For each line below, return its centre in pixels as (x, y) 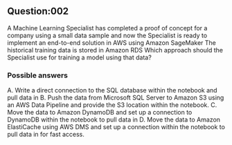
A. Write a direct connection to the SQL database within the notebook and (112, 90)
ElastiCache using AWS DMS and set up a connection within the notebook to (116, 127)
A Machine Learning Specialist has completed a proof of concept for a (107, 28)
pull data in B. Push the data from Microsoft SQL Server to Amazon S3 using (116, 98)
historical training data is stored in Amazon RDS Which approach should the (115, 50)
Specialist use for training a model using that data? (80, 57)
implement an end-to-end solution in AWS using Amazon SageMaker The (112, 42)
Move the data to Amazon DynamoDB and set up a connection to (100, 113)
